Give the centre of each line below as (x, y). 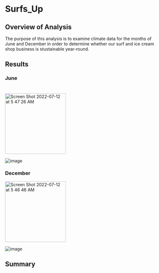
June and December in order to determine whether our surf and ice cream (80, 44)
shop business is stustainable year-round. (47, 49)
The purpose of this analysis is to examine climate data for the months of (78, 39)
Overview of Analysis (39, 27)
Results (17, 64)
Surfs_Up (24, 9)
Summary (20, 264)
